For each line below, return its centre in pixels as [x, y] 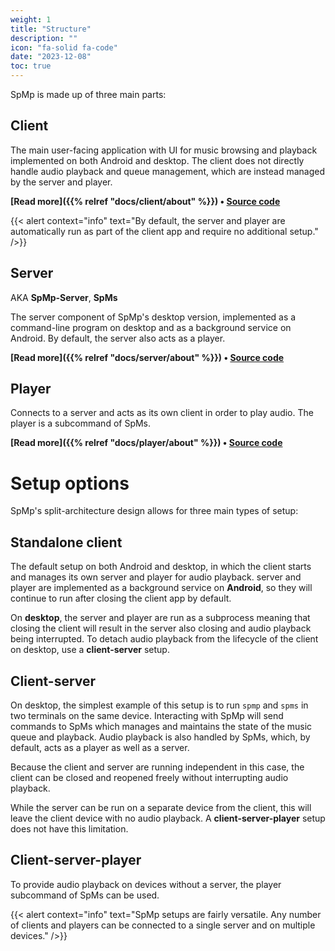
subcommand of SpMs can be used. [85, 895]
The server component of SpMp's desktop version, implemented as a [153, 317]
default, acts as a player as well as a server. [100, 747]
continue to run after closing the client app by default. [121, 598]
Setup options [70, 483]
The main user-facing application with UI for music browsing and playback [164, 150]
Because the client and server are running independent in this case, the [157, 767]
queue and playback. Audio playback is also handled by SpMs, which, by [160, 737]
